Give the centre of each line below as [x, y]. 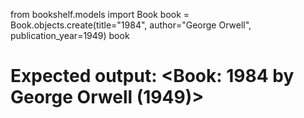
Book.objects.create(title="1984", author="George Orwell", [131, 25]
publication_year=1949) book [70, 35]
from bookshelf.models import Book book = [100, 14]
